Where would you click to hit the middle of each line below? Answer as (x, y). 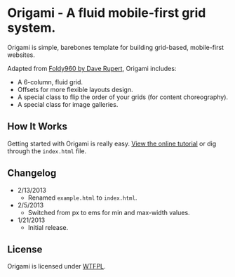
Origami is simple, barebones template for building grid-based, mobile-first (116, 47)
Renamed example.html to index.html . (82, 198)
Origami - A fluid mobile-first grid (107, 13)
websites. (21, 55)
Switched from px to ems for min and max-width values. (109, 212)
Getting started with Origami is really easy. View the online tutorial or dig (112, 143)
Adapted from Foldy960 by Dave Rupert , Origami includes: (92, 68)
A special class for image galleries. (68, 104)
